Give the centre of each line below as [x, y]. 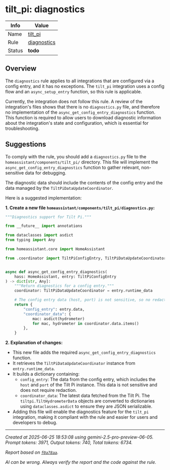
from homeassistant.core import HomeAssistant [55, 249]
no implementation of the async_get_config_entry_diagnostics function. [80, 112]
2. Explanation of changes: [34, 343]
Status [15, 50]
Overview [21, 69]
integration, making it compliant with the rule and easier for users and [85, 417]
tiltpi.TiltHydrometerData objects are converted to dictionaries [88, 401]
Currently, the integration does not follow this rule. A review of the [74, 101]
